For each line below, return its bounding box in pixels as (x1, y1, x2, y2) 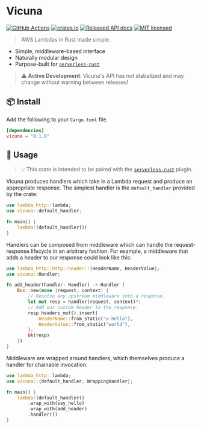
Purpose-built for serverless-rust (14, 60, 100, 68)
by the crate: (6, 191, 38, 198)
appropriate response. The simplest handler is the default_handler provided (6, 184, 196, 191)
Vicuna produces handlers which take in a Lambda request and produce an (6, 178, 193, 185)
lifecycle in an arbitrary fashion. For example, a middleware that (31, 247, 188, 255)
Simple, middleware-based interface (14, 47, 105, 55)
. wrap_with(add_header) (28, 406, 87, 412)
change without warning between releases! (20, 78, 129, 86)
